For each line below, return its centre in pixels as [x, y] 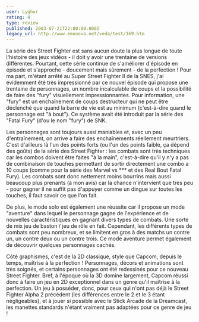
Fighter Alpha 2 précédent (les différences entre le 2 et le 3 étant [86, 295]
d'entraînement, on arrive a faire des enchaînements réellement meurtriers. [98, 138]
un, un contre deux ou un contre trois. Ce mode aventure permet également [99, 239]
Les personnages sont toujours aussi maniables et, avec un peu [84, 132]
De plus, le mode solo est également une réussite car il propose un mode [96, 207]
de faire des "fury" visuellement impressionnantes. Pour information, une [96, 95]
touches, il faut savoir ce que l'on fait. [52, 196]
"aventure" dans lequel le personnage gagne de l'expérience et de [88, 213]
